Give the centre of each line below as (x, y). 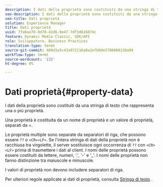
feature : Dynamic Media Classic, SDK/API (48, 37)
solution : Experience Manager (36, 23)
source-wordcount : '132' (30, 59)
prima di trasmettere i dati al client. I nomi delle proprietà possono (81, 150)
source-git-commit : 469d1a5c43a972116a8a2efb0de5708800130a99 (69, 50)
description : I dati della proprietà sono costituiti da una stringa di (80, 9)
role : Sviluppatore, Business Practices (47, 41)
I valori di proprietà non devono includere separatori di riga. (64, 170)
